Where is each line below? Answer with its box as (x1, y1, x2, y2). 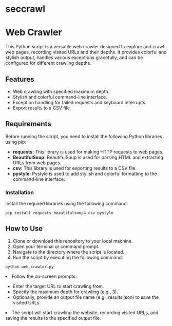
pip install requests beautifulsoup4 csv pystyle (5, 210, 114, 216)
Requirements (5, 120, 51, 128)
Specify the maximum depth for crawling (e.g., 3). (12, 289, 118, 295)
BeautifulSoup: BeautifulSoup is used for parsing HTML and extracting (12, 154, 163, 160)
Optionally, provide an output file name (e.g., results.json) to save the (12, 294, 159, 300)
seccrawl (5, 3, 45, 15)
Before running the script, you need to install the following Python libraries (5, 133, 163, 139)
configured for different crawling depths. (5, 60, 91, 66)
